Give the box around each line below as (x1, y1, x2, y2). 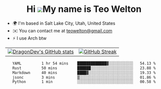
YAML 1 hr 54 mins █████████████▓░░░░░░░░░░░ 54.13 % (12, 61, 156, 66)
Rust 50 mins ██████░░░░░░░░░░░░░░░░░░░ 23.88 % (12, 66, 156, 71)
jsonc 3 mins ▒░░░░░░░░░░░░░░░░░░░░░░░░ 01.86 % (12, 75, 156, 80)
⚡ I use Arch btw (12, 35, 47, 41)
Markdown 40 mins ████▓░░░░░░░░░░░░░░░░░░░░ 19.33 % (12, 70, 156, 75)
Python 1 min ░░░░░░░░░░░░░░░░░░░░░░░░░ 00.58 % (12, 80, 156, 85)
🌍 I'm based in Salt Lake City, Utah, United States (12, 20, 115, 26)
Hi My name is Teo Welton (26, 3, 141, 15)
